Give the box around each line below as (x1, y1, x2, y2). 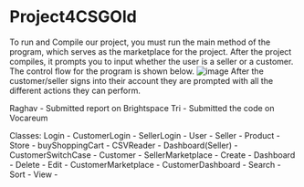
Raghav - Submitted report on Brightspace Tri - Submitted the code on (9, 102, 276, 113)
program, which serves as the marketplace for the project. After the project (9, 46, 292, 57)
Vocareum (9, 112, 48, 123)
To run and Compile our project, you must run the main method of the (9, 36, 271, 47)
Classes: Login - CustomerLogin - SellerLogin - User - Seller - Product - (9, 130, 281, 140)
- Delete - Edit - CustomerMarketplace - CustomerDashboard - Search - (9, 159, 281, 170)
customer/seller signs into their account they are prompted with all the (9, 75, 274, 86)
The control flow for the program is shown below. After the (9, 66, 265, 77)
